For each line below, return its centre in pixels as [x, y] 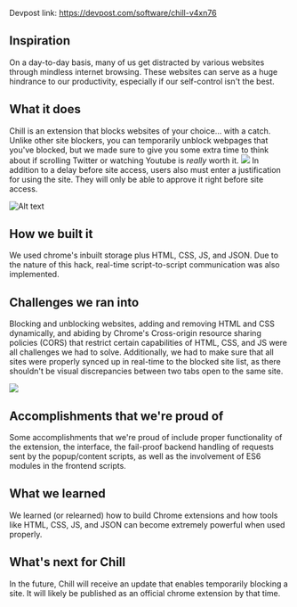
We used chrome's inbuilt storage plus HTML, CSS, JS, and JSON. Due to [144, 255]
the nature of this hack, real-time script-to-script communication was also [144, 265]
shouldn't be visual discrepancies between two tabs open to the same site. [146, 371]
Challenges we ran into [74, 302]
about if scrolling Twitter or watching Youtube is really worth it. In [134, 160]
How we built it [51, 234]
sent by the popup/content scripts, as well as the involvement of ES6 [135, 456]
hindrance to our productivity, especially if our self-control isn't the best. [142, 81]
